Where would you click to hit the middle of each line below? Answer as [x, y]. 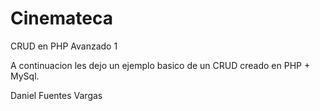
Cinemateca [61, 18]
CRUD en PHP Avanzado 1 [64, 46]
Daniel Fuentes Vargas [56, 95]
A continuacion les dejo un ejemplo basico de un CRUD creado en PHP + [160, 65]
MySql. [25, 76]
